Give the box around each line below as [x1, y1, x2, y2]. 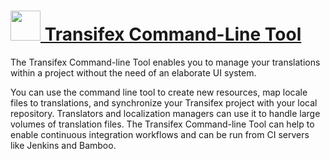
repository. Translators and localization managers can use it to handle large [10, 107, 321, 119]
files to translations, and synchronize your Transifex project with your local [10, 96, 318, 109]
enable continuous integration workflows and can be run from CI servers [10, 128, 310, 140]
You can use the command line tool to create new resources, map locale [10, 86, 308, 98]
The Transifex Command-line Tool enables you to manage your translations [10, 56, 321, 68]
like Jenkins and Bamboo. [10, 139, 117, 151]
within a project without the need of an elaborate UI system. [10, 66, 257, 79]
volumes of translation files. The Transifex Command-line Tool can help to [10, 118, 315, 130]
